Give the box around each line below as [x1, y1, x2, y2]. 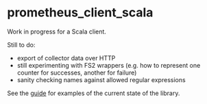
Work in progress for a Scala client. [7, 27, 106, 36]
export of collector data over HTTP [16, 53, 116, 62]
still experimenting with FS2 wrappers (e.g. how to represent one [16, 61, 201, 69]
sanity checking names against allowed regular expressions [16, 75, 186, 83]
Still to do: [7, 40, 36, 49]
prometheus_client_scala [7, 5, 154, 21]
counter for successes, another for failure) [16, 68, 137, 77]
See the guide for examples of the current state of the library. [7, 89, 180, 97]
